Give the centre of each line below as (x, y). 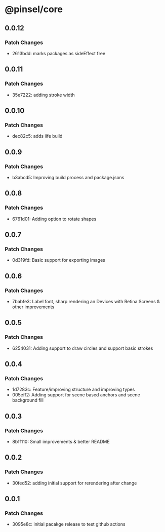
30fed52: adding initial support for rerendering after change (74, 483)
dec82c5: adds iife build (37, 136)
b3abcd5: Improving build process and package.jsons (68, 177)
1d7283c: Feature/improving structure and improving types (73, 390)
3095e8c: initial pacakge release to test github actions (69, 524)
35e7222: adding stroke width (43, 95)
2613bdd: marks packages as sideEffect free (59, 53)
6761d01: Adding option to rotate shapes (54, 219)
